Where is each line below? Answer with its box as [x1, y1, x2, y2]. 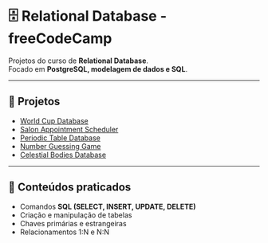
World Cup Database [19, 116, 89, 125]
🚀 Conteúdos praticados [8, 181, 132, 194]
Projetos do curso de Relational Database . [8, 56, 149, 65]
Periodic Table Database [19, 133, 101, 143]
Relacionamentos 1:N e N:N [19, 227, 110, 237]
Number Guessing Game [19, 141, 101, 151]
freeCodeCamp [8, 29, 112, 48]
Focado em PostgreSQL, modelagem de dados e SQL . [8, 64, 188, 73]
